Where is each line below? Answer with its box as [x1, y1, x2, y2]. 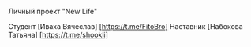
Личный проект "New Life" [8, 7, 97, 16]
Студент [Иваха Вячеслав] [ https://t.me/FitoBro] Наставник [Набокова [8, 22, 243, 31]
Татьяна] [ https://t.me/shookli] [8, 31, 109, 39]
